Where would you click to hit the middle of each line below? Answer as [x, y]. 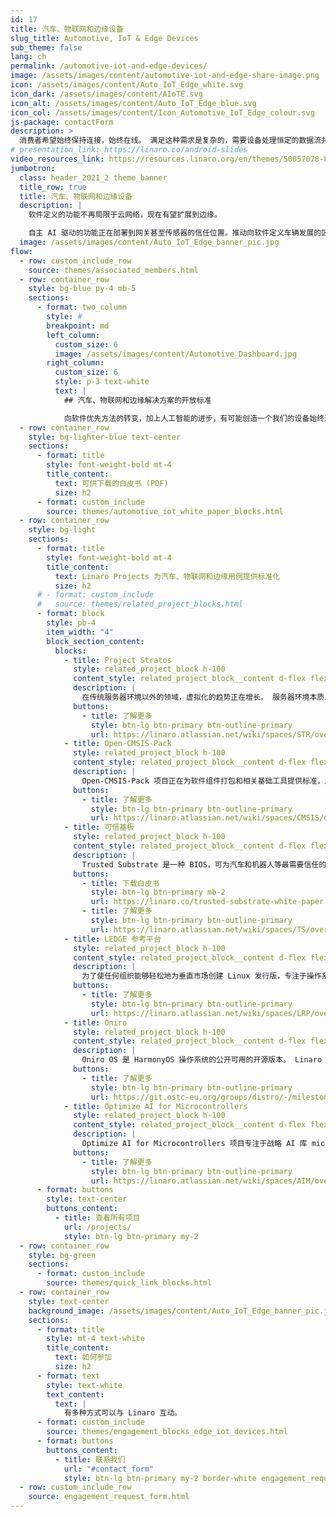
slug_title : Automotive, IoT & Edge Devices [104, 38]
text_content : [75, 1394]
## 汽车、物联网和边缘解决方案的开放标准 [137, 400]
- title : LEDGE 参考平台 [112, 939]
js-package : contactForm [62, 122]
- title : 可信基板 [99, 827]
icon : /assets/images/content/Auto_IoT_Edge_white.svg [127, 85]
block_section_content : [95, 641]
